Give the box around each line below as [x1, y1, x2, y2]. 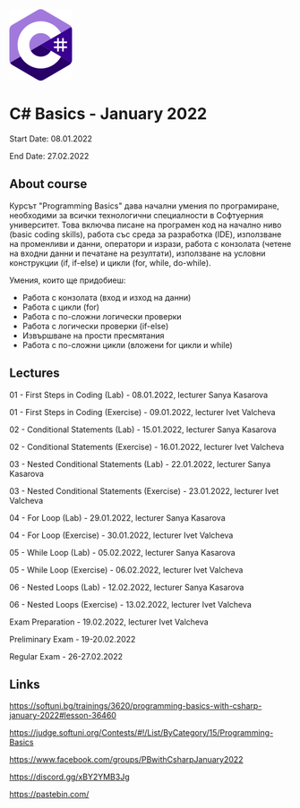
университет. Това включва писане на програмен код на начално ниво [9, 219, 282, 230]
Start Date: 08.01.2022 [9, 133, 92, 144]
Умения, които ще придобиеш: [9, 275, 126, 285]
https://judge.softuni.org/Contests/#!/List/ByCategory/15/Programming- [9, 727, 274, 738]
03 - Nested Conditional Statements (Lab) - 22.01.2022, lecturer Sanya [9, 458, 271, 469]
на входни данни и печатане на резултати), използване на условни [9, 248, 266, 259]
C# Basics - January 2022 [9, 104, 208, 124]
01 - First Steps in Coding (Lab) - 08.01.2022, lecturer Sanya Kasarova [9, 389, 269, 400]
